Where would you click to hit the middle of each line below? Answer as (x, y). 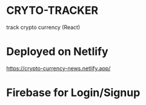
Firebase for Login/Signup (73, 93)
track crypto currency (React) (43, 27)
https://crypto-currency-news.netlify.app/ (58, 68)
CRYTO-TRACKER (52, 11)
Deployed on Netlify (57, 52)
